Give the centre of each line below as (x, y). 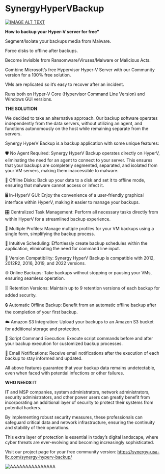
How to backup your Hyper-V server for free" (52, 31)
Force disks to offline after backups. (41, 51)
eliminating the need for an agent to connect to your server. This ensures (79, 160)
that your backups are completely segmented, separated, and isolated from (82, 165)
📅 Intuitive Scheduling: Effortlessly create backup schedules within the (76, 243)
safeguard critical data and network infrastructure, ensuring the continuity (80, 422)
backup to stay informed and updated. (44, 358)
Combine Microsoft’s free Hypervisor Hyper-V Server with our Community (80, 70)
